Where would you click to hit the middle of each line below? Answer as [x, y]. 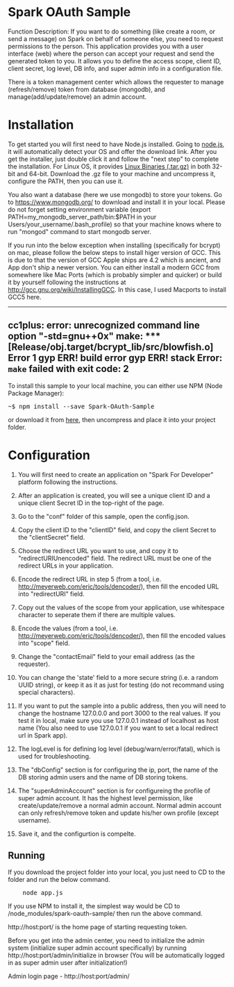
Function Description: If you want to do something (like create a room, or [112, 31]
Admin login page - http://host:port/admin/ [69, 977]
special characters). [47, 692]
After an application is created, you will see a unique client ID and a [114, 495]
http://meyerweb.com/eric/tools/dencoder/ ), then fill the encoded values [122, 635]
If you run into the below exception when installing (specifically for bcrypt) [114, 245]
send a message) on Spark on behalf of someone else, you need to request [116, 38]
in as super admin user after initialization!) [68, 963]
